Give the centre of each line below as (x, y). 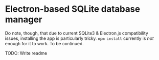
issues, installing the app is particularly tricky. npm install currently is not (79, 38)
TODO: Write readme (26, 53)
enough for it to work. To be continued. (45, 43)
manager (24, 19)
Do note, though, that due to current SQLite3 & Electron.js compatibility (77, 33)
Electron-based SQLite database (73, 9)
